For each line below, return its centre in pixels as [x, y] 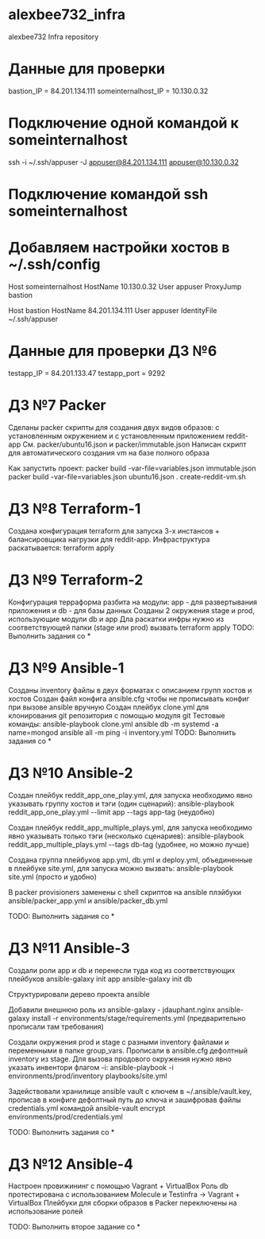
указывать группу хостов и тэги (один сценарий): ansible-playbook [121, 803]
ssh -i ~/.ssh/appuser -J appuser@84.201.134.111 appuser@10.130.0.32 [124, 162]
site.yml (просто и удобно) [53, 877]
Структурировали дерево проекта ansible [79, 994]
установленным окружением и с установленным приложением [116, 436]
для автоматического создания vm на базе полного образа [109, 452]
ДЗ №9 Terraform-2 [76, 580]
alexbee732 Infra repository [54, 37]
